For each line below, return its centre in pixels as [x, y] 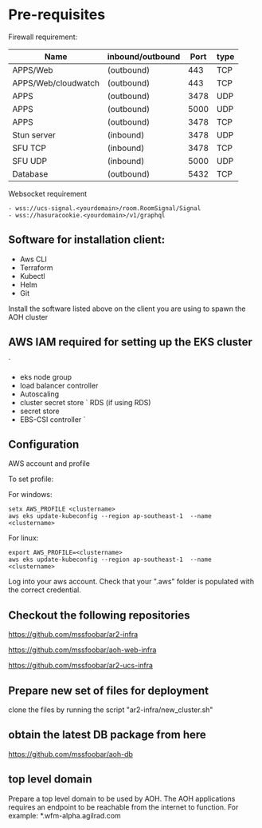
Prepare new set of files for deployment [109, 690]
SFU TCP [29, 148]
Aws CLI [33, 259]
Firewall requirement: [43, 37]
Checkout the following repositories [99, 615]
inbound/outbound [144, 56]
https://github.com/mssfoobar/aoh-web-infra [82, 650]
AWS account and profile [49, 464]
